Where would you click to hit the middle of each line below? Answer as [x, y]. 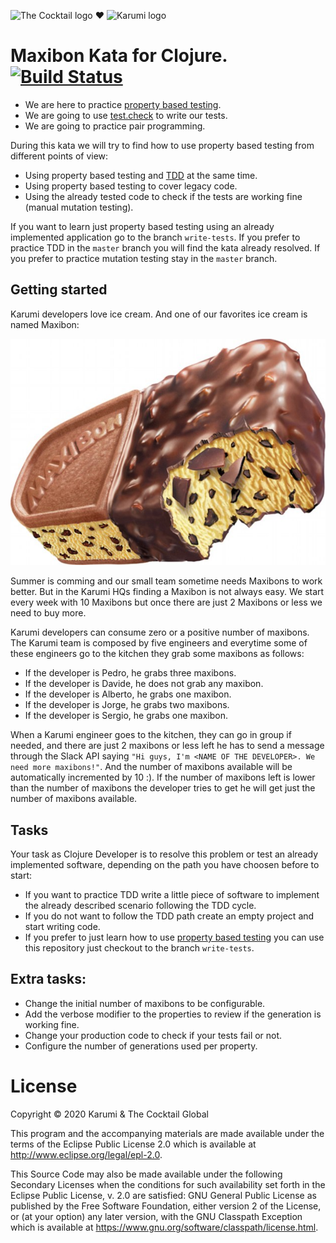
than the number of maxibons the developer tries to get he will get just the [163, 788]
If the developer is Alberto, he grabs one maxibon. [128, 694]
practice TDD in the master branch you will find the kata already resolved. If [165, 247]
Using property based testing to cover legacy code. [131, 186]
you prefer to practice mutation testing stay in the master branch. [144, 258]
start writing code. [62, 927]
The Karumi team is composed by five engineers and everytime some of [159, 643]
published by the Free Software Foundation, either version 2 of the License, [166, 1206]
